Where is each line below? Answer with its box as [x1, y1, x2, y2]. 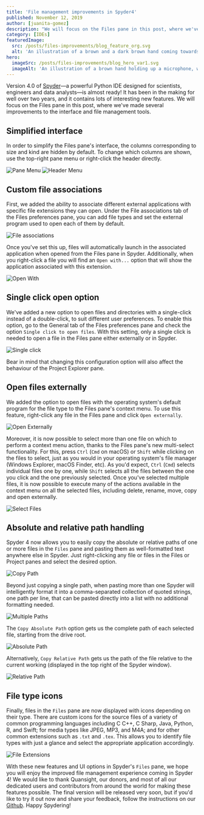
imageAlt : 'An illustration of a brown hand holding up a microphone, [12, 65, 194, 72]
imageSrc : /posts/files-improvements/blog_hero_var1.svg [12, 60, 159, 66]
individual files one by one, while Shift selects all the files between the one [6, 467, 195, 475]
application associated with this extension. [6, 263, 113, 270]
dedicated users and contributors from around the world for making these [6, 782, 191, 789]
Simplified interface [6, 125, 83, 136]
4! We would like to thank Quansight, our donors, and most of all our [6, 776, 177, 783]
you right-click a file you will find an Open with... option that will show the [6, 256, 192, 264]
